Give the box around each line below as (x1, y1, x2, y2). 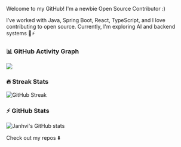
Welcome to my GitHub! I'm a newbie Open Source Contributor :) (6, 5, 166, 12)
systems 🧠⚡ (6, 30, 36, 36)
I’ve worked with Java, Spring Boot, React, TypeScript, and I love (6, 17, 165, 23)
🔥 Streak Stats (6, 78, 49, 86)
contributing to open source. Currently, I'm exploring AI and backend (6, 23, 176, 30)
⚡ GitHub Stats (6, 106, 50, 115)
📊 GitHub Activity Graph (6, 47, 79, 56)
